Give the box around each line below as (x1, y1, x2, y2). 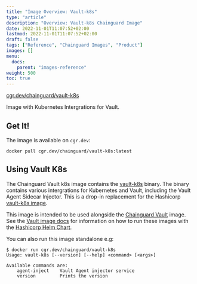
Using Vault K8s (6, 164, 67, 175)
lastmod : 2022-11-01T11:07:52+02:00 (6, 31, 97, 37)
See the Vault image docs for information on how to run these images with (6, 217, 189, 224)
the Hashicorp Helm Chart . (6, 224, 72, 231)
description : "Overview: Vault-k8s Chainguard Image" (6, 20, 143, 26)
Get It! (6, 121, 30, 131)
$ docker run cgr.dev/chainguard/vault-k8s (6, 246, 116, 253)
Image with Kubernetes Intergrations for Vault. (6, 103, 120, 111)
